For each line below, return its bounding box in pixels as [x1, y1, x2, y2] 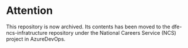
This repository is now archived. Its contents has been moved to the [6, 23, 170, 30]
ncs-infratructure [6, 29, 48, 36]
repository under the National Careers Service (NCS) [49, 29, 176, 36]
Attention [6, 4, 53, 17]
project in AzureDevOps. [6, 35, 66, 42]
